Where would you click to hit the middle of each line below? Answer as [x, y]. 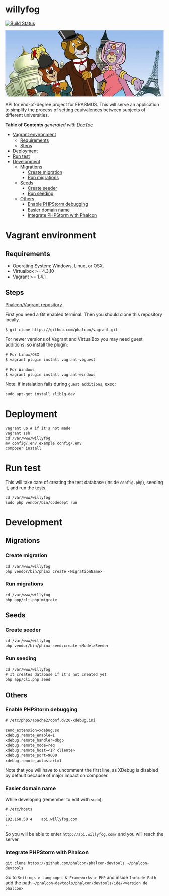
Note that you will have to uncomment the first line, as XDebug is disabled [82, 770]
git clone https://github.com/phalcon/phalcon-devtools [65, 863]
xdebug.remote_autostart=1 [33, 761]
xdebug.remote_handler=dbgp [35, 741]
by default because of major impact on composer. [57, 775]
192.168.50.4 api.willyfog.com [41, 819]
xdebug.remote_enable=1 [30, 736]
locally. [13, 320]
